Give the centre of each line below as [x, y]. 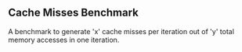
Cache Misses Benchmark [73, 13]
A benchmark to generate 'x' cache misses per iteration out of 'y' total [121, 31]
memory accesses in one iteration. [64, 40]
